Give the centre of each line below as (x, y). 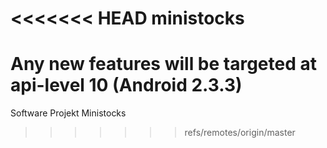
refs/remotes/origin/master (240, 133)
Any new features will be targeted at (163, 64)
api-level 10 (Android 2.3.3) (126, 85)
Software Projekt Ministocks (68, 113)
